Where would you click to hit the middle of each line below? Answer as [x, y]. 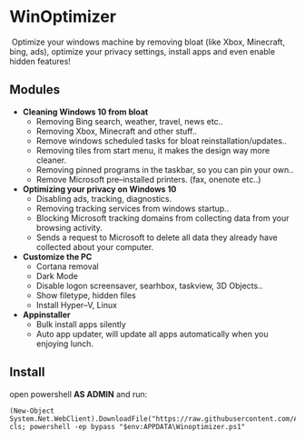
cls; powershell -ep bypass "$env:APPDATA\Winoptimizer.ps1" [128, 426]
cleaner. [51, 160]
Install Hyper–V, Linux [77, 305]
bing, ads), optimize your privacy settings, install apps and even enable [142, 51]
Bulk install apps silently [81, 324]
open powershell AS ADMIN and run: [79, 394]
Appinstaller [46, 315]
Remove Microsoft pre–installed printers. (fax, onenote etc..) [148, 179]
